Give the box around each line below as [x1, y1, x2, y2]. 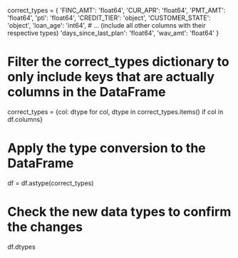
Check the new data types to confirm [7, 204, 232, 220]
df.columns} [7, 115, 43, 123]
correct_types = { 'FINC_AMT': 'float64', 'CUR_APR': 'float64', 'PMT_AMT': [7, 6, 226, 14]
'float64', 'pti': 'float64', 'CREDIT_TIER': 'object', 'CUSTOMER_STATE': [7, 14, 212, 22]
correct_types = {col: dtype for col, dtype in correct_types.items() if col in [7, 107, 224, 116]
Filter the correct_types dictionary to [7, 53, 229, 70]
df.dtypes [7, 242, 36, 251]
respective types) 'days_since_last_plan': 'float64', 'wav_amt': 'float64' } [7, 29, 219, 37]
